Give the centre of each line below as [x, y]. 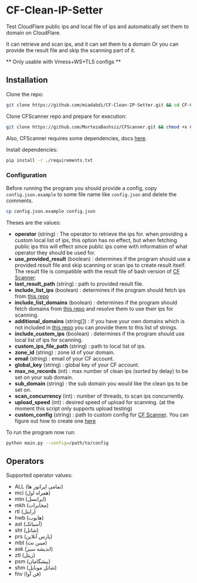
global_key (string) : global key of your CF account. [77, 365]
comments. [20, 201]
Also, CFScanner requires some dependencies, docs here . [77, 138]
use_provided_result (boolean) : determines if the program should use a [102, 259]
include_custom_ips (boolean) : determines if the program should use [99, 333]
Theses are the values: [34, 222]
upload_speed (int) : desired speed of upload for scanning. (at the [94, 402]
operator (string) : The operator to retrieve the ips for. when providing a [101, 234]
